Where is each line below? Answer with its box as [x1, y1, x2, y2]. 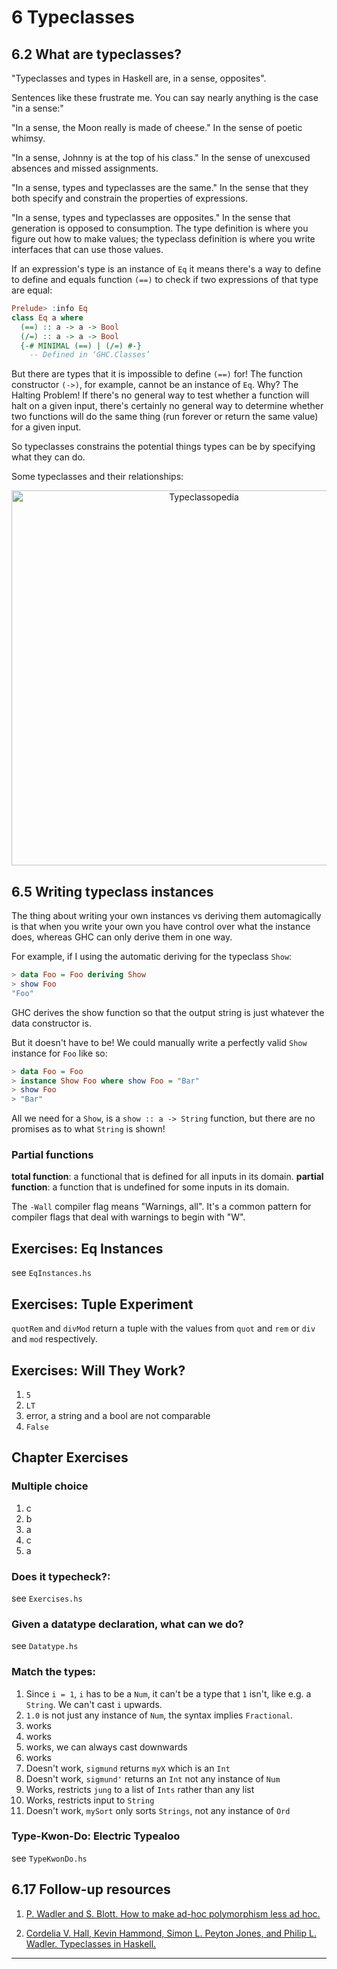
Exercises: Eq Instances [11, 1240, 164, 1257]
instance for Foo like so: [11, 1047, 108, 1059]
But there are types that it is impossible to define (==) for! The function [11, 368, 303, 380]
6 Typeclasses [11, 6, 135, 29]
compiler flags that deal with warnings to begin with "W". [11, 1211, 246, 1223]
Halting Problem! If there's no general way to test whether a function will [11, 389, 310, 401]
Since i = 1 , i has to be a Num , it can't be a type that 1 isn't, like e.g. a [25, 1687, 312, 1700]
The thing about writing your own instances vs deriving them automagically [11, 910, 322, 922]
